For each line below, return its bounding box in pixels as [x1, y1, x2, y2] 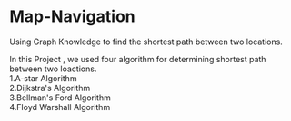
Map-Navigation [9, 6, 135, 27]
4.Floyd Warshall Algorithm [9, 101, 111, 112]
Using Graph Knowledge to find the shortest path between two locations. [9, 36, 284, 47]
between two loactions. [9, 63, 97, 74]
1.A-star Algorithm [9, 72, 77, 83]
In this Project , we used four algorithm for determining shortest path [9, 53, 266, 64]
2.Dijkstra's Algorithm [9, 82, 91, 93]
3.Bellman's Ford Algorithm [9, 92, 111, 103]
